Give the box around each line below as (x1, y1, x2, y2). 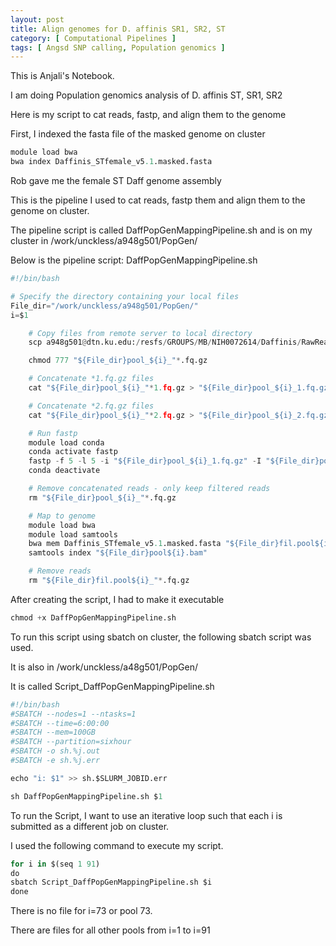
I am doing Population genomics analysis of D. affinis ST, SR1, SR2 (10, 89, 283, 101)
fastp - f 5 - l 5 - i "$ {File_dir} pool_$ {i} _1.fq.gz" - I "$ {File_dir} (28, 456, 320, 466)
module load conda (28, 437, 105, 448)
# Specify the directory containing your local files (10, 291, 240, 301)
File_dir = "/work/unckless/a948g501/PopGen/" (10, 301, 199, 311)
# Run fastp (28, 428, 78, 438)
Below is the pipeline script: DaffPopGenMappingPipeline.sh (10, 254, 258, 266)
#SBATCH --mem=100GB (10, 727, 97, 738)
